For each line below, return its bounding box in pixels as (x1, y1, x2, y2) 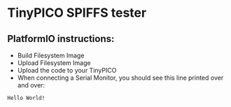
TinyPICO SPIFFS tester (7, 5, 147, 21)
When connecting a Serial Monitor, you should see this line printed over (17, 73, 224, 82)
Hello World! (7, 94, 45, 101)
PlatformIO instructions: (7, 33, 115, 45)
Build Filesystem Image (17, 51, 85, 59)
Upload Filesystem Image (17, 59, 91, 67)
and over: (17, 81, 45, 89)
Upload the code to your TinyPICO (17, 66, 117, 74)
